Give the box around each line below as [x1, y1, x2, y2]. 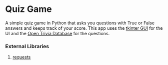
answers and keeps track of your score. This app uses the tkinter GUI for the [5, 25, 163, 31]
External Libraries [5, 43, 49, 50]
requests [12, 54, 31, 60]
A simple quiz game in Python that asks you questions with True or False [5, 20, 155, 26]
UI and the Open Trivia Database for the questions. [5, 30, 110, 36]
